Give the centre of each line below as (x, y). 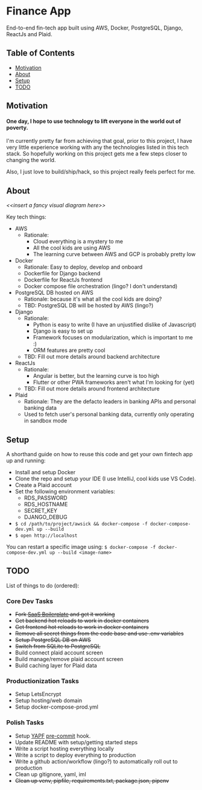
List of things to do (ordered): (43, 585)
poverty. (17, 127)
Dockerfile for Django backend (62, 274)
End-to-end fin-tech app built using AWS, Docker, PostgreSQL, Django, (95, 28)
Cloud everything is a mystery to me (78, 242)
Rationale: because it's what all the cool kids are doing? (93, 299)
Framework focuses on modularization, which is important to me (113, 337)
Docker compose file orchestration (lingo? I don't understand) (101, 286)
